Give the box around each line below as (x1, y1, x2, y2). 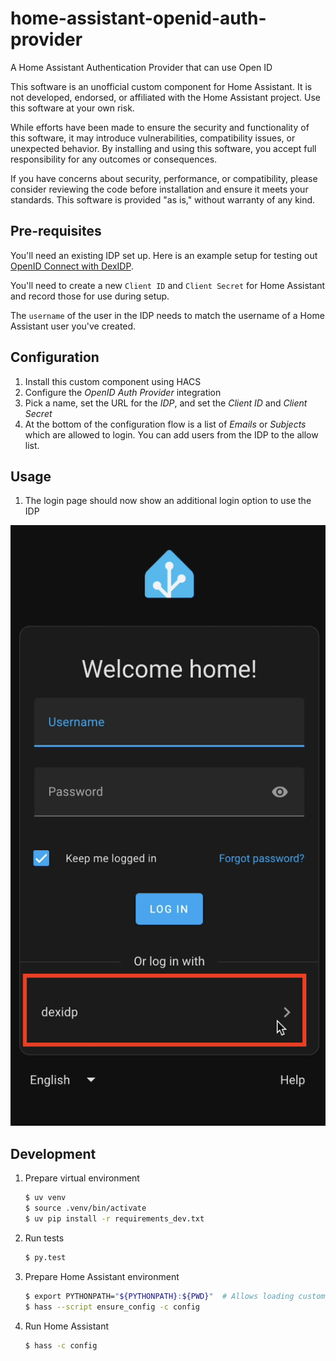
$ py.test (24, 1252, 67, 1262)
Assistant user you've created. (10, 320, 137, 332)
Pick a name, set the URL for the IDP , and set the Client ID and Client (24, 397, 308, 409)
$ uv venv (24, 1193, 67, 1203)
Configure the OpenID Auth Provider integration (24, 386, 222, 398)
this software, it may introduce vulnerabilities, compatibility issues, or (10, 132, 296, 144)
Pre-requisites (10, 223, 102, 240)
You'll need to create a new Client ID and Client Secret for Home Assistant (10, 279, 326, 291)
